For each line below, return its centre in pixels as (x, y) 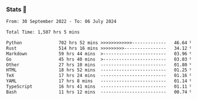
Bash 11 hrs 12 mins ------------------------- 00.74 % (99, 92)
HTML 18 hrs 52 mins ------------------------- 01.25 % (99, 70)
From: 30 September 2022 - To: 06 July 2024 (61, 22)
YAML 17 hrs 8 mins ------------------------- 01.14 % (99, 81)
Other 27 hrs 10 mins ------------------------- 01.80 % (99, 65)
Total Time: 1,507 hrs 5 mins (43, 32)
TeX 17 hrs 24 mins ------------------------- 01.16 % (99, 76)
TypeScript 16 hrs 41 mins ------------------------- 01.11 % (99, 87)
